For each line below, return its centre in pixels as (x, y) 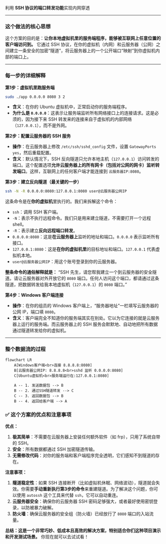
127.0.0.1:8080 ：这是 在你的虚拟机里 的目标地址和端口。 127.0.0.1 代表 (84, 249)
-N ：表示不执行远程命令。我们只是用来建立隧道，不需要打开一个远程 (82, 218)
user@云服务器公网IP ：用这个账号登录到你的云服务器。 (66, 262)
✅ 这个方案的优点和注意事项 (38, 414)
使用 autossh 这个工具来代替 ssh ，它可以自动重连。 (69, 495)
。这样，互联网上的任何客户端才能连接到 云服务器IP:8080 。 (84, 171)
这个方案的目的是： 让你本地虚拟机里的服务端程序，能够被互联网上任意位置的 (83, 38)
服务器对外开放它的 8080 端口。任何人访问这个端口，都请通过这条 (93, 278)
